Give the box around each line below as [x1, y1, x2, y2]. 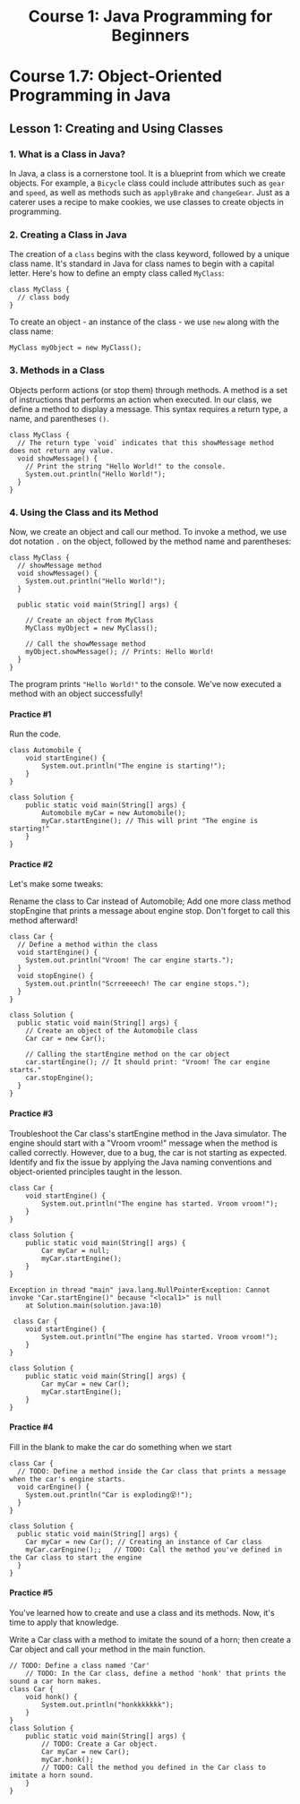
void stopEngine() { [17, 972, 94, 981]
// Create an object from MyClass [25, 615, 154, 624]
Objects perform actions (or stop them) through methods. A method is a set [9, 384, 288, 395]
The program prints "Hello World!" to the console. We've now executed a [9, 678, 282, 689]
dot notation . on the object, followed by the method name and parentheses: [9, 536, 292, 546]
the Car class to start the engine [9, 1552, 142, 1562]
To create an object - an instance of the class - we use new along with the [9, 316, 279, 328]
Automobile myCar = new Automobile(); [41, 809, 186, 818]
